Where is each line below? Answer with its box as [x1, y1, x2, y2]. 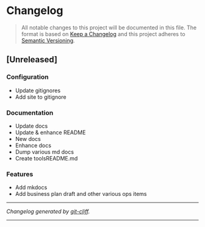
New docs [15, 135, 41, 142]
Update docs [15, 122, 48, 129]
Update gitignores [15, 87, 61, 94]
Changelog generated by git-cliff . [6, 208, 90, 215]
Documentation [6, 108, 54, 117]
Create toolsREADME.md [15, 154, 78, 162]
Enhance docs [15, 142, 52, 149]
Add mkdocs [15, 184, 48, 191]
